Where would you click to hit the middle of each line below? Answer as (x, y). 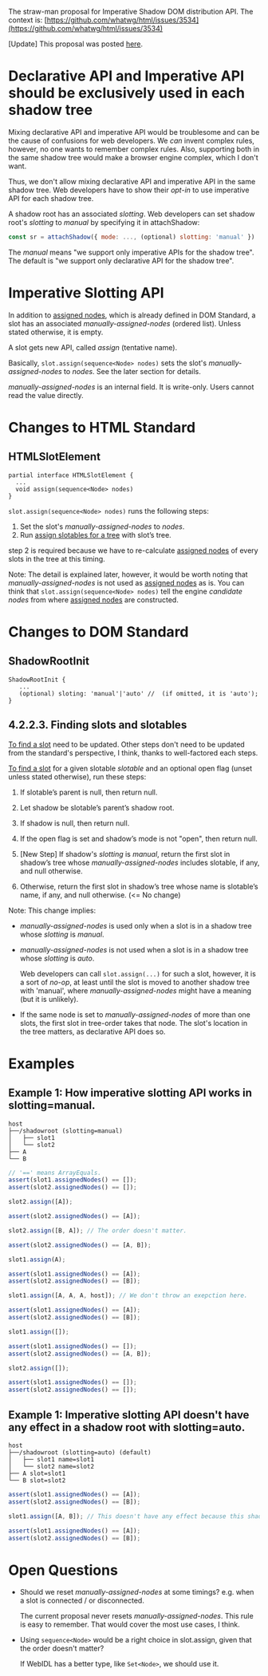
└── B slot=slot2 (37, 1481)
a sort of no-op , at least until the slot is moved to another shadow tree (134, 982)
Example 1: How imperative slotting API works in (130, 1093)
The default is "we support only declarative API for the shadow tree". (121, 260)
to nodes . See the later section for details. (132, 371)
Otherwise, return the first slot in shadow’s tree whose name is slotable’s (139, 886)
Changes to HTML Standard (102, 427)
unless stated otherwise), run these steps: (77, 776)
